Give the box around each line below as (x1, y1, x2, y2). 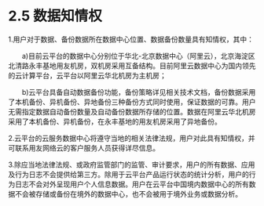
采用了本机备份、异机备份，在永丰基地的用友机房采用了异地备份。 (8, 117, 222, 126)
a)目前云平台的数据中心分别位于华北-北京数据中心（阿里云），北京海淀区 (22, 51, 255, 60)
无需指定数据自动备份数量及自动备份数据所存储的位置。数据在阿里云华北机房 (8, 107, 256, 116)
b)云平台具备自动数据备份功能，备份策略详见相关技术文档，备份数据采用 (22, 87, 256, 96)
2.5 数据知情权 (8, 7, 102, 25)
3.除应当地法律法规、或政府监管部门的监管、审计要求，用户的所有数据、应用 (8, 160, 255, 169)
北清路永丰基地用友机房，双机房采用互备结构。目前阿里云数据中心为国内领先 (8, 60, 256, 70)
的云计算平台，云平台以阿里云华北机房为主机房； (8, 70, 167, 80)
